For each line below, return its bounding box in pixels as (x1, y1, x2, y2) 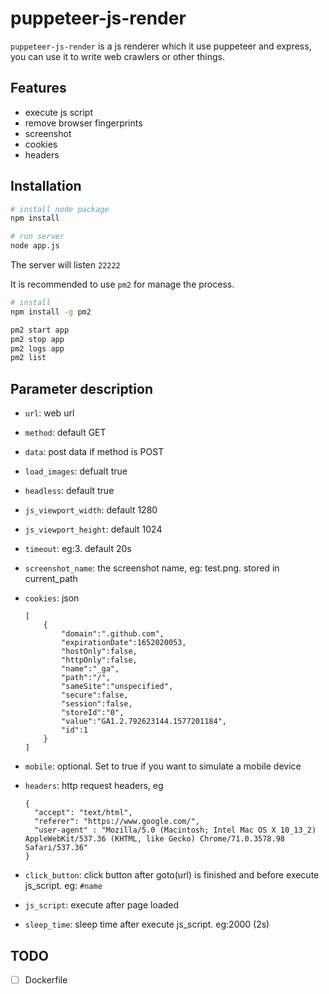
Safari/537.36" (24, 843, 89, 853)
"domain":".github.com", (61, 629, 165, 639)
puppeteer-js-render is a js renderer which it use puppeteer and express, (10, 40, 312, 52)
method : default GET (24, 427, 107, 439)
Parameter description (10, 380, 153, 397)
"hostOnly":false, (61, 647, 138, 657)
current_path (24, 573, 78, 585)
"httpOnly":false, (61, 655, 138, 666)
